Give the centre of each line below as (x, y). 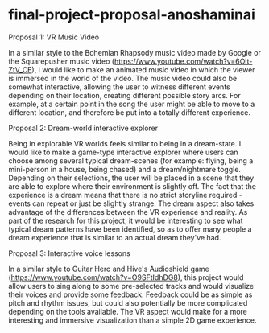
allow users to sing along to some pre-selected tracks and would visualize (131, 286)
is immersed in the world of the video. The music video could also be (123, 78)
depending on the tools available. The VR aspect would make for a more (128, 311)
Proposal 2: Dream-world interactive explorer (83, 128)
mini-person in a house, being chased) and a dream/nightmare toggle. (125, 169)
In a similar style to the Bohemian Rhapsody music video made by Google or (135, 52)
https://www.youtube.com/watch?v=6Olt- (183, 61)
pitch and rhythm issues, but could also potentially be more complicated (128, 302)
